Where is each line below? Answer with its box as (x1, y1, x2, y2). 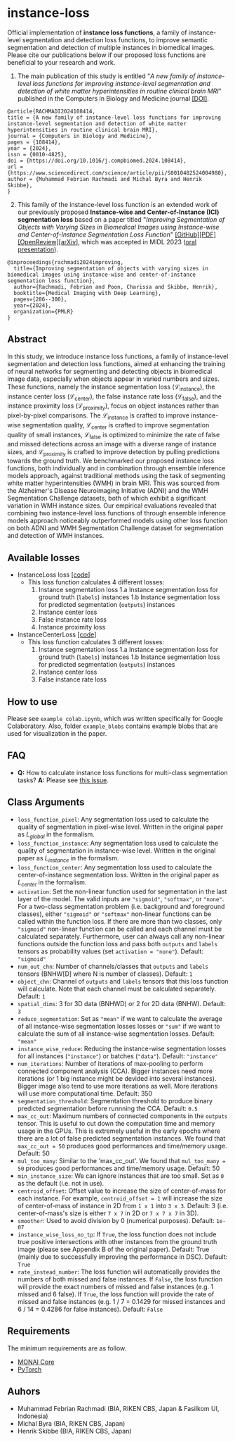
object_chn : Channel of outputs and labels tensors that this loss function (17, 977, 229, 985)
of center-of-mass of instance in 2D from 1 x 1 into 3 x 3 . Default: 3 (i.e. (17, 1201, 229, 1210)
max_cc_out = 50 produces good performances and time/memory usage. (17, 1141, 227, 1150)
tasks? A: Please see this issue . (17, 776, 109, 784)
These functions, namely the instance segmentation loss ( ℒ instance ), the (7, 382, 215, 392)
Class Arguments (7, 796, 86, 808)
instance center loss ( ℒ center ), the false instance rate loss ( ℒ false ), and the (7, 392, 222, 402)
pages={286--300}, (13, 296, 68, 303)
